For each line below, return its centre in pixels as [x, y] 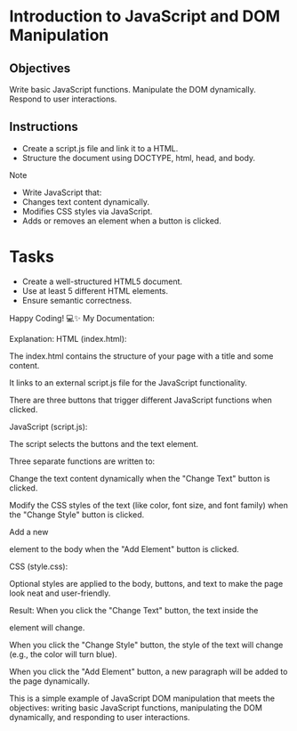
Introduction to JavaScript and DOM [145, 16]
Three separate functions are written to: [82, 461]
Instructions [44, 127]
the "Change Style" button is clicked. [77, 515]
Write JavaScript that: [62, 192]
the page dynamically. [50, 681]
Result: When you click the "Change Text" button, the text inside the [134, 610]
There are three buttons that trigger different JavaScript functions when [141, 400]
